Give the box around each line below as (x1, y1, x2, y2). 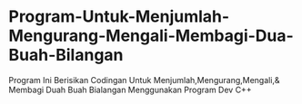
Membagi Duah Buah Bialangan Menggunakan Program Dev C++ (8, 84, 252, 95)
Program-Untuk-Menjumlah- (8, 6, 230, 27)
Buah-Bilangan (8, 45, 124, 65)
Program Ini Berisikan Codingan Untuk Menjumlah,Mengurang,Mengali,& (8, 74, 280, 85)
